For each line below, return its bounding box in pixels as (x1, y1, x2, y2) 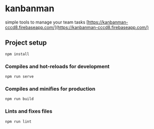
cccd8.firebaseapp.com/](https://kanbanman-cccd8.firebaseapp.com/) (5, 24, 149, 30)
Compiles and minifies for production (5, 85, 95, 92)
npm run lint (5, 119, 32, 124)
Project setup (5, 39, 47, 47)
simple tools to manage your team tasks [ (5, 19, 88, 25)
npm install (5, 52, 29, 56)
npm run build (5, 97, 34, 102)
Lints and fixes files (5, 108, 53, 115)
